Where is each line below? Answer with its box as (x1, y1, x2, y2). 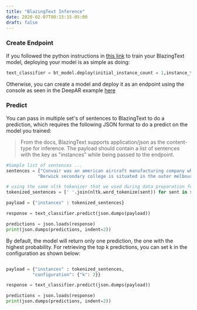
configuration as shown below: (6, 250, 81, 257)
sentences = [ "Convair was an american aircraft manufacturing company (6, 168, 185, 174)
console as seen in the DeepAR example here (6, 86, 116, 94)
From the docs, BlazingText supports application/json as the (20, 139, 165, 146)
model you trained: (6, 127, 52, 134)
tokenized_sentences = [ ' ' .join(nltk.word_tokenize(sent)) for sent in (6, 189, 188, 196)
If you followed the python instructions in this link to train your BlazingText (6, 52, 185, 59)
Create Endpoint (6, 39, 54, 47)
